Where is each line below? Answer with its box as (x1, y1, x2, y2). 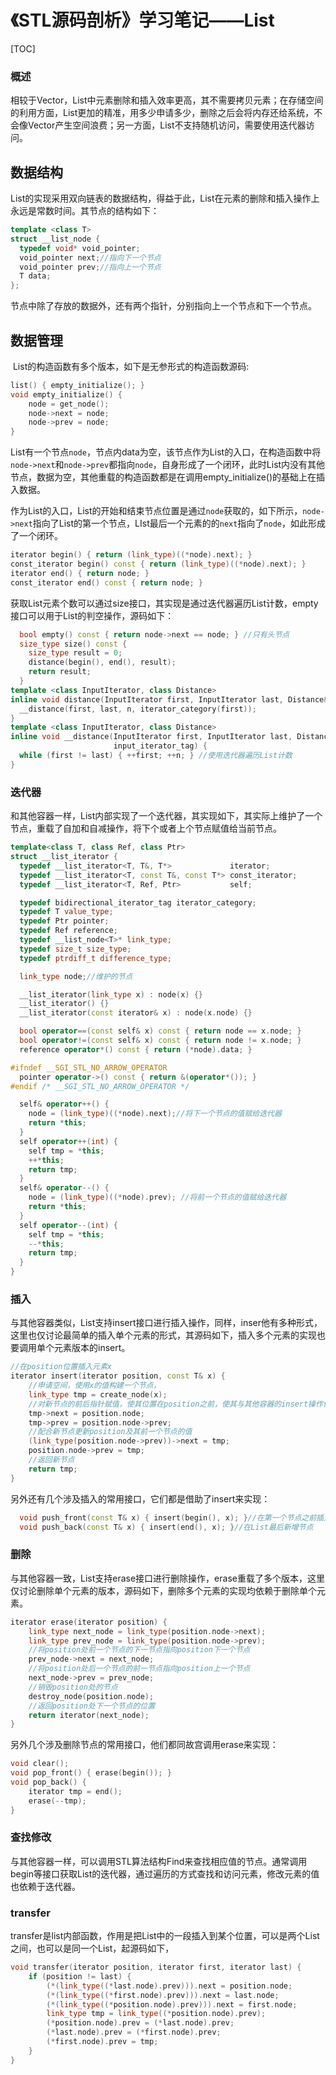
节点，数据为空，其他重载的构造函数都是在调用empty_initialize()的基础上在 (10, 471, 317, 483)
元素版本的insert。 (53, 1342, 131, 1354)
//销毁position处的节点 (28, 1682, 118, 1692)
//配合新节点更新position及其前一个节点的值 (28, 1427, 193, 1437)
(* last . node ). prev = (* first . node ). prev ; (46, 2027, 222, 2038)
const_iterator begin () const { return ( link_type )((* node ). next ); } (10, 559, 307, 570)
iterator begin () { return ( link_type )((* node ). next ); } (10, 550, 253, 560)
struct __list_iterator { (10, 852, 118, 862)
